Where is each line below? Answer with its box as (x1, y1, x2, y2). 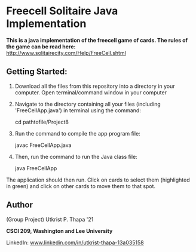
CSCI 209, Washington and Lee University (6, 227, 113, 234)
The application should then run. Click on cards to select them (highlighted (6, 176, 190, 183)
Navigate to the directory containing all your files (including (14, 100, 161, 107)
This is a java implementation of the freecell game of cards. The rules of (6, 36, 188, 44)
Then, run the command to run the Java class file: (14, 153, 137, 160)
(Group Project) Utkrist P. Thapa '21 (6, 216, 94, 223)
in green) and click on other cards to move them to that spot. (6, 182, 156, 189)
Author (6, 200, 33, 210)
